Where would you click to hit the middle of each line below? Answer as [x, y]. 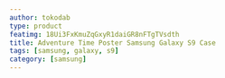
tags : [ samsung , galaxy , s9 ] [64, 51]
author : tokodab [40, 17]
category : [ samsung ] [48, 59]
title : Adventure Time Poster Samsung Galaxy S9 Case [113, 43]
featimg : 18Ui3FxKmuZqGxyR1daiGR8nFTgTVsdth [94, 34]
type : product [36, 26]
